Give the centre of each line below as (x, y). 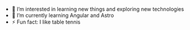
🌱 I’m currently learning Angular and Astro (63, 15)
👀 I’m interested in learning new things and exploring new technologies (98, 9)
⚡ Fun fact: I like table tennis (46, 22)
